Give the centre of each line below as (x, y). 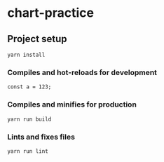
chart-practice (51, 13)
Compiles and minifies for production (72, 104)
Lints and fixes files (41, 137)
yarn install (26, 55)
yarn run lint (28, 151)
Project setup (37, 39)
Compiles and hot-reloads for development (82, 72)
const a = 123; (29, 87)
